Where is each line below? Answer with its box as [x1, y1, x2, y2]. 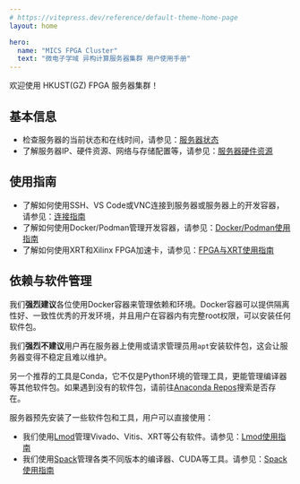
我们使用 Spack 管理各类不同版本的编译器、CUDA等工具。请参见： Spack [21, 454, 288, 464]
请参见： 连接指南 [21, 211, 86, 221]
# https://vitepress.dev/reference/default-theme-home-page [9, 13, 239, 22]
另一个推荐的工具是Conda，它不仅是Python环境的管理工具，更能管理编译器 [9, 370, 287, 381]
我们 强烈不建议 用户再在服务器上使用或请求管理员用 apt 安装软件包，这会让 [9, 340, 280, 350]
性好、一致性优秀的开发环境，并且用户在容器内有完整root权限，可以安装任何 [9, 310, 291, 321]
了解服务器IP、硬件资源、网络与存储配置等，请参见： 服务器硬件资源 [21, 145, 273, 156]
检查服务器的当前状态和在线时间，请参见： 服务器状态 [21, 134, 219, 144]
